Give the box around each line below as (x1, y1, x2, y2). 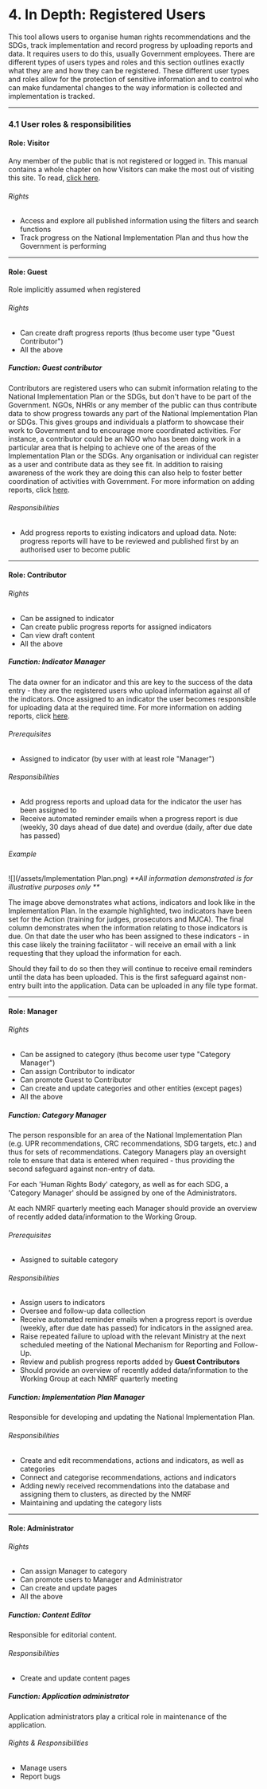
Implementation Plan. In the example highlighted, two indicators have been (8, 906, 253, 916)
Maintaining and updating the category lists (19, 1497, 162, 1508)
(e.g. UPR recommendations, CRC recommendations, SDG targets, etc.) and (8, 1138, 257, 1148)
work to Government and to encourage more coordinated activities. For (8, 425, 241, 435)
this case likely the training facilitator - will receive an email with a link (8, 940, 237, 950)
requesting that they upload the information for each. (8, 949, 182, 958)
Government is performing (19, 242, 107, 251)
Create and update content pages (19, 1673, 131, 1683)
